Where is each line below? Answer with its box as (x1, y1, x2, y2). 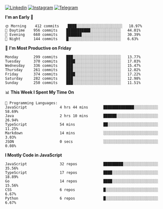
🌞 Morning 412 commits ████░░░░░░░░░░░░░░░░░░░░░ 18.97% (5, 24, 143, 28)
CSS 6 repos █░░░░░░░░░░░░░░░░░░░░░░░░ (5, 187, 159, 192)
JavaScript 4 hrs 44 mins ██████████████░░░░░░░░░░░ (5, 105, 159, 110)
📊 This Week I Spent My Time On (5, 89, 74, 95)
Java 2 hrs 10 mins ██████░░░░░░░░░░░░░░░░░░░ (5, 113, 159, 118)
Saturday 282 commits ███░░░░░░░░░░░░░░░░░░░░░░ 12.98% (5, 76, 141, 81)
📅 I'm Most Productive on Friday (5, 45, 72, 51)
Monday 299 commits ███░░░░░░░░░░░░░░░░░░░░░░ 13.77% (5, 54, 141, 59)
